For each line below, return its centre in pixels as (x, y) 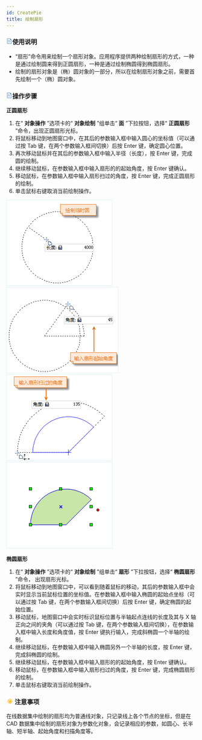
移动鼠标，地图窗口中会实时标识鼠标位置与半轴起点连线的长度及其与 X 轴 (106, 617)
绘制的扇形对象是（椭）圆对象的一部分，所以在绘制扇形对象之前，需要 (102, 71)
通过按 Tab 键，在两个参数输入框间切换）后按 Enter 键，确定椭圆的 (103, 602)
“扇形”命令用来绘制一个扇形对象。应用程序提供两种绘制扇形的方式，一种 (105, 56)
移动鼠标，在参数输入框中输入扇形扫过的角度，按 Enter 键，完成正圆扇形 (105, 176)
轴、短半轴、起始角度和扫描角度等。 (51, 731)
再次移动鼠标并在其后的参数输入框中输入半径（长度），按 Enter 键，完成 (104, 153)
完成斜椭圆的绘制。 (39, 655)
